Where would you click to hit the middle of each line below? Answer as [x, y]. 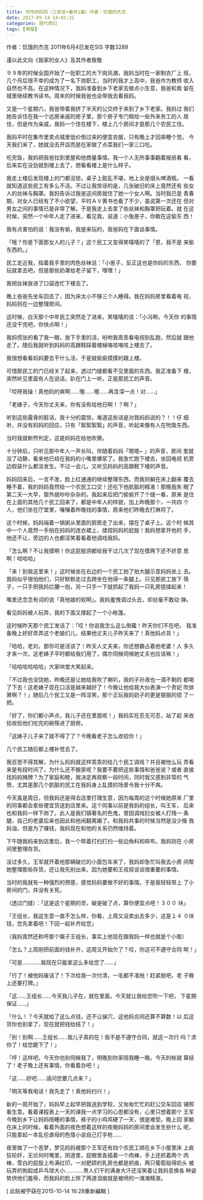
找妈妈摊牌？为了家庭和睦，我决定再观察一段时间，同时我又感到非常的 [94, 777]
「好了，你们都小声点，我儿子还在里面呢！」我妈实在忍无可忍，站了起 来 [98, 716]
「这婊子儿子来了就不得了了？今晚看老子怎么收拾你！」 [75, 736]
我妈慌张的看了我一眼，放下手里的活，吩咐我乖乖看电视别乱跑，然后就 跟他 [100, 337]
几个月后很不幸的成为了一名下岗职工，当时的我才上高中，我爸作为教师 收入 [100, 80]
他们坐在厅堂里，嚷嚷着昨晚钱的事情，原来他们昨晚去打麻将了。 [97, 510]
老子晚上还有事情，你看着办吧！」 [59, 1065]
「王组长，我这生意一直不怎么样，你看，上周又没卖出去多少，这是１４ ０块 [100, 916]
